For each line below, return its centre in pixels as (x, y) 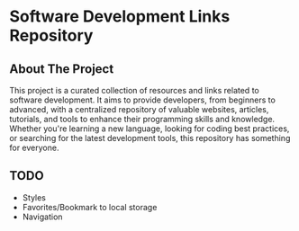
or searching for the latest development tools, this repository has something (150, 138)
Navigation (42, 217)
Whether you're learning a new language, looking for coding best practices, (149, 129)
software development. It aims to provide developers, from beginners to (143, 100)
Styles (34, 197)
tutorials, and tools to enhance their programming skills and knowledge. (142, 119)
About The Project (62, 69)
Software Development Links (120, 17)
